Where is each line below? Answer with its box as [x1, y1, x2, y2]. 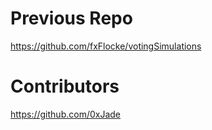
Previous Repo [10, 7, 133, 30]
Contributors [10, 75, 120, 98]
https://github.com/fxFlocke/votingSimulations [10, 40, 202, 52]
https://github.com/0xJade [10, 108, 122, 120]
